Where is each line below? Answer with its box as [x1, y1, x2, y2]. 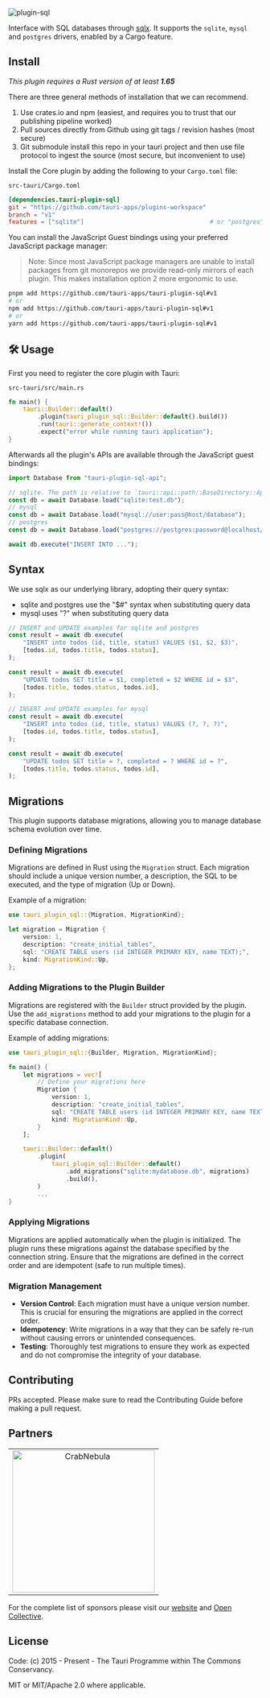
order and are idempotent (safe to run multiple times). [8, 1260, 186, 1270]
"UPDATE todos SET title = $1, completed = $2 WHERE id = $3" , [22, 675, 239, 684]
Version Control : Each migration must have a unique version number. [19, 1299, 250, 1308]
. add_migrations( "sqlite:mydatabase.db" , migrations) [65, 1167, 250, 1175]
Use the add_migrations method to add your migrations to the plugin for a [8, 1009, 252, 1018]
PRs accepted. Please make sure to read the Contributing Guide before [8, 1394, 243, 1404]
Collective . [8, 1611, 44, 1621]
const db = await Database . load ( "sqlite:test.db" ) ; [8, 496, 185, 504]
